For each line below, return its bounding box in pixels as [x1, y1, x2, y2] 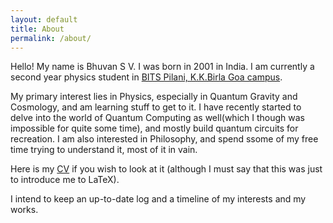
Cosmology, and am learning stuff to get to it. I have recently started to [10, 101, 302, 113]
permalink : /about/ [10, 33, 92, 43]
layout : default [10, 14, 78, 25]
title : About [10, 24, 65, 34]
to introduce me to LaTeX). [10, 174, 120, 186]
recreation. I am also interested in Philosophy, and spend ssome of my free [10, 133, 319, 145]
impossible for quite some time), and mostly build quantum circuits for [10, 122, 299, 135]
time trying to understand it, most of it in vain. [10, 144, 198, 156]
